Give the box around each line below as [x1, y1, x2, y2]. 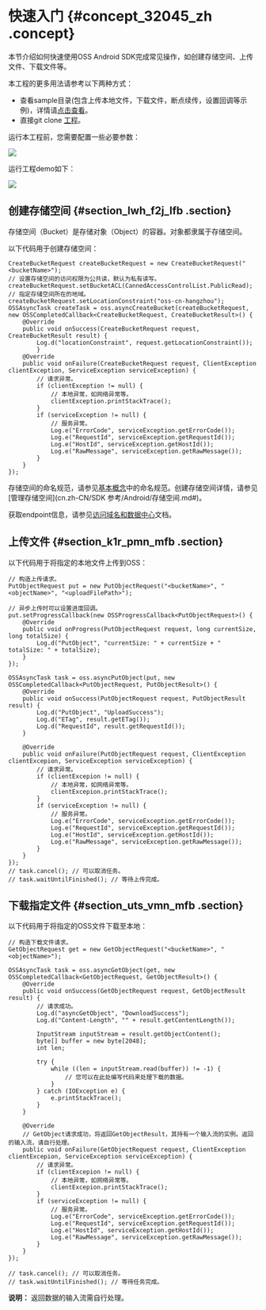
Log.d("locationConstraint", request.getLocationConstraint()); [36, 339, 253, 347]
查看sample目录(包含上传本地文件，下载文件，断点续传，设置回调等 [19, 95, 241, 105]
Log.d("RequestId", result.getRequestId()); [36, 722, 186, 730]
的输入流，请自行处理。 [8, 1139, 74, 1147]
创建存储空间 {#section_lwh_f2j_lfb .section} [8, 204, 232, 218]
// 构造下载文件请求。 [8, 939, 73, 947]
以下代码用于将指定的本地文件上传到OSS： [8, 557, 148, 567]
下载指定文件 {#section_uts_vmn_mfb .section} [8, 898, 244, 912]
